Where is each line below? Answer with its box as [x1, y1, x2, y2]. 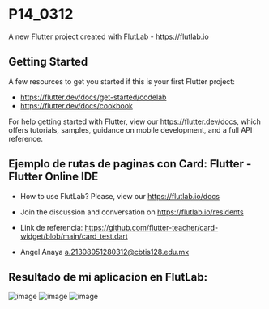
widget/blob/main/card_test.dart [19, 231, 128, 241]
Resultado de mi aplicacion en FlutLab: [8, 270, 208, 284]
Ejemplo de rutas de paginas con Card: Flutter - [8, 157, 252, 171]
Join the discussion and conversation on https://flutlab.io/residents [19, 207, 245, 217]
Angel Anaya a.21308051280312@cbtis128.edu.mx [19, 247, 190, 256]
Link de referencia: [19, 222, 83, 232]
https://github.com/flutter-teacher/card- [84, 222, 219, 232]
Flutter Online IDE [8, 170, 99, 184]
